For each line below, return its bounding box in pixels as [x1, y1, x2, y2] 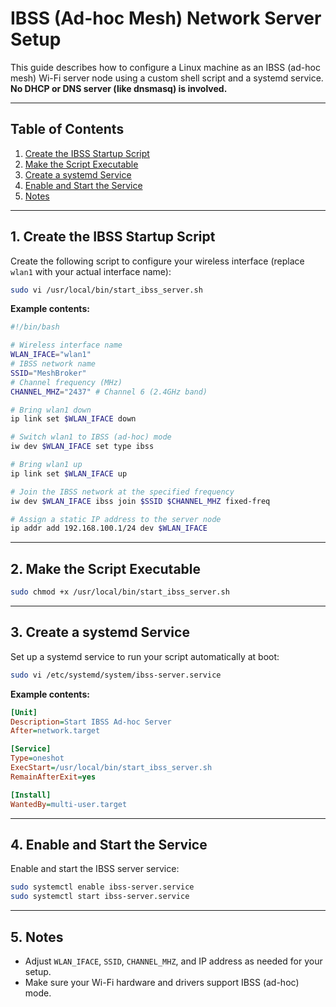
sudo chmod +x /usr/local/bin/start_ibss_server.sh [10, 587, 230, 597]
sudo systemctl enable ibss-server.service [10, 882, 195, 892]
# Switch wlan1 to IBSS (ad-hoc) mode [10, 432, 172, 442]
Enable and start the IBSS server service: [10, 863, 180, 875]
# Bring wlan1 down [10, 405, 92, 415]
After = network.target [10, 726, 101, 736]
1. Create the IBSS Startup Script [10, 228, 216, 246]
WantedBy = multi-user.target [10, 799, 128, 809]
